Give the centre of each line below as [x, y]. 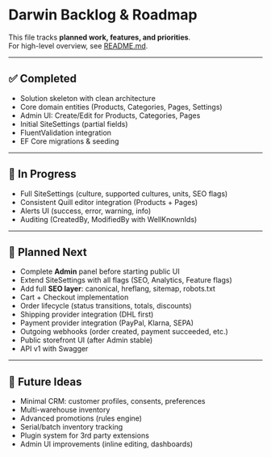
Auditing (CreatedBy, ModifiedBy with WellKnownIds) [108, 219]
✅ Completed [42, 79]
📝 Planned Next [48, 252]
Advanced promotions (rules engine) [81, 418]
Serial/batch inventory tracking [71, 427]
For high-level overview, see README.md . [78, 45]
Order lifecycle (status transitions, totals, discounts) [106, 306]
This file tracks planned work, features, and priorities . [100, 37]
